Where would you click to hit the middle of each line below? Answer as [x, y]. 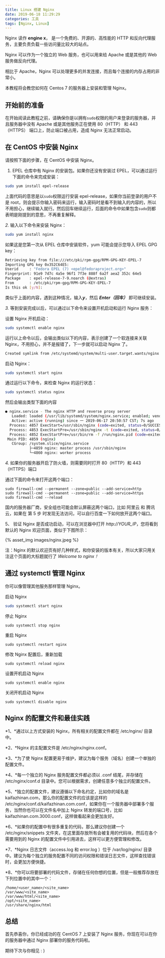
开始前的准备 [25, 105]
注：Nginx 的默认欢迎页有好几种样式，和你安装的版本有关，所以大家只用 [78, 550]
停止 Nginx [16, 616]
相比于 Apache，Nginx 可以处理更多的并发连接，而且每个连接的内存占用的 [80, 72]
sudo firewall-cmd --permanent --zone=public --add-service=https [74, 493]
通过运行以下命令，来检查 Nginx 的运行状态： [51, 383]
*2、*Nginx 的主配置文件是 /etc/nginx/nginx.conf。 [57, 747]
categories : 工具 [22, 19]
